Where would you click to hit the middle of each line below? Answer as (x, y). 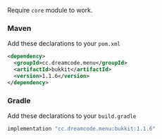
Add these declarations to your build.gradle (72, 116)
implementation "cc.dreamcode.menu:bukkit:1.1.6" (82, 128)
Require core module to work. (50, 10)
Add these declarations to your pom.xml (64, 44)
